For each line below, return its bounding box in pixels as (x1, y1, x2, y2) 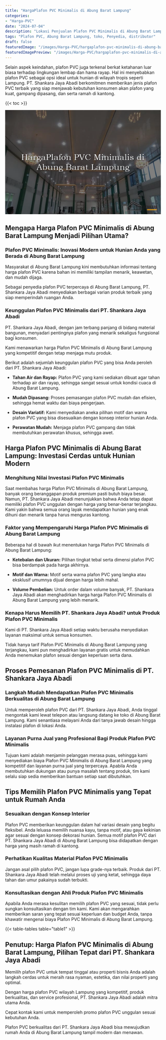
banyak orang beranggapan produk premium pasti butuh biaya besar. (5, 491, 146, 497)
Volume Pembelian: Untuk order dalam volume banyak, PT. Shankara (12, 586, 154, 592)
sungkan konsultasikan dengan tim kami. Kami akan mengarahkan (5, 906, 140, 912)
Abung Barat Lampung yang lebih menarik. (12, 597, 100, 603)
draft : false (5, 40, 32, 45)
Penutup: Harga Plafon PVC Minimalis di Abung (5, 940, 154, 949)
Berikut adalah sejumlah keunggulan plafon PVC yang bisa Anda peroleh (5, 360, 152, 366)
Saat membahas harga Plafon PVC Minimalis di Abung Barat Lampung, (5, 486, 148, 491)
